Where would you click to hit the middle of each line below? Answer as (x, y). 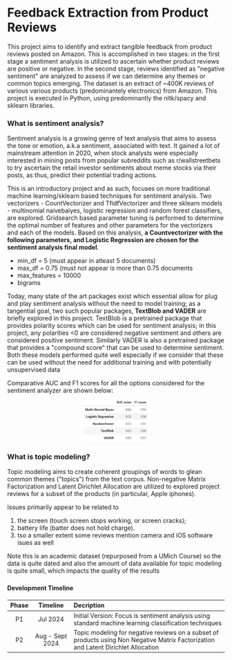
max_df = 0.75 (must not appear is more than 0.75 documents (105, 268)
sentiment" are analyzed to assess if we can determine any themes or (106, 76)
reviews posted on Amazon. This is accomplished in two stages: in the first (114, 54)
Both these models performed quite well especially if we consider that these (115, 355)
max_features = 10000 (49, 275)
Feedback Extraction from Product (108, 13)
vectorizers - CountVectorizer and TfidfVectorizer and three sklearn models (115, 203)
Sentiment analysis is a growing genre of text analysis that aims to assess (112, 138)
